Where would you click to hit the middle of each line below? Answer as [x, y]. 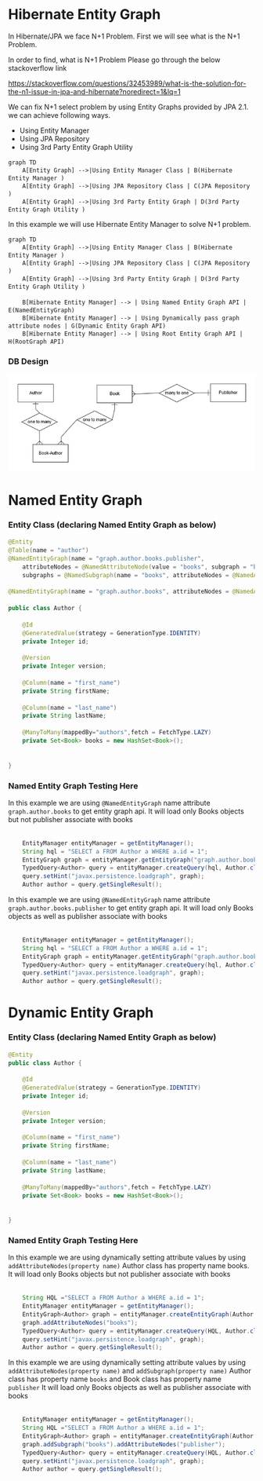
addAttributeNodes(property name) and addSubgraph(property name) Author [130, 1371]
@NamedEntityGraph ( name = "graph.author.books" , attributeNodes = [119, 592]
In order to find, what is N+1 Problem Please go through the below [114, 60]
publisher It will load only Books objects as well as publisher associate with [130, 1388]
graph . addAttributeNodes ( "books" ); [80, 1322]
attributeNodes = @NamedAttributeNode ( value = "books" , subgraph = [134, 567]
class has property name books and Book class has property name [115, 1379]
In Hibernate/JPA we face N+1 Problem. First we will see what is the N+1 [124, 36]
